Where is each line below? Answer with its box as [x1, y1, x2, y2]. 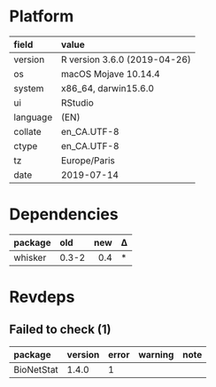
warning [138, 348, 174, 360]
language [13, 111, 53, 123]
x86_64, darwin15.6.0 [60, 82, 155, 94]
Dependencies [9, 204, 119, 225]
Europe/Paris [60, 154, 115, 166]
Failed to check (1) [9, 322, 112, 337]
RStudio [60, 96, 95, 108]
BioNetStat [13, 363, 59, 375]
